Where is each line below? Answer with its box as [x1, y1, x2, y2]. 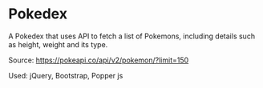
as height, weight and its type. [8, 39, 108, 49]
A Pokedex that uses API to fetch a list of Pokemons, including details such [8, 31, 255, 41]
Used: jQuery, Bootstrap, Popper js [8, 70, 123, 80]
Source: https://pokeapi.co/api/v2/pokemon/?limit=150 [8, 55, 189, 65]
